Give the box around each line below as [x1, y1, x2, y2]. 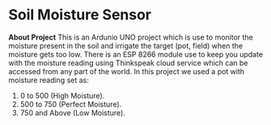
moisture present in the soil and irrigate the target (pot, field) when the [8, 40, 243, 50]
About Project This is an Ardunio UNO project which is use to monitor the [8, 32, 253, 42]
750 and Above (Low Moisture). [19, 107, 125, 118]
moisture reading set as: [8, 75, 89, 85]
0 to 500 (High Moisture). [19, 90, 105, 100]
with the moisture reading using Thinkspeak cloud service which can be [8, 58, 248, 68]
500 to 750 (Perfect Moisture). [19, 99, 122, 109]
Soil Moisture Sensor [8, 6, 152, 24]
